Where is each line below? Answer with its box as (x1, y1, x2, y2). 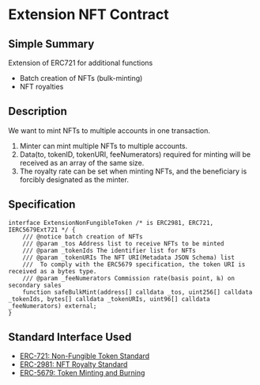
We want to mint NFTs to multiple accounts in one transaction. (8, 125, 211, 135)
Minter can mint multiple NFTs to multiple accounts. (19, 141, 188, 151)
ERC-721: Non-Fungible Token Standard (19, 351, 150, 361)
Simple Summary (8, 37, 95, 51)
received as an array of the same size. (19, 158, 145, 167)
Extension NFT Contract (8, 6, 169, 24)
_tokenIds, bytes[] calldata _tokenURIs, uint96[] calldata (8, 295, 211, 303)
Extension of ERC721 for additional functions (8, 58, 153, 67)
